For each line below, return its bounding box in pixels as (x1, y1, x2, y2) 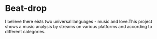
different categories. (5, 29, 46, 34)
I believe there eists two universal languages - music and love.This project (5, 19, 153, 24)
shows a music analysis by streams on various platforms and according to (5, 23, 152, 29)
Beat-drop (5, 3, 47, 14)
